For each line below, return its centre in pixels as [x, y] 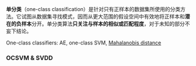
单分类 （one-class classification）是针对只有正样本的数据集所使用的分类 [93, 9]
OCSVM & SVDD [30, 58]
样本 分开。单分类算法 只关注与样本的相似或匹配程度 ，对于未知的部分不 [106, 24]
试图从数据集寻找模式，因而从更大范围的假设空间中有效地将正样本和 [103, 16]
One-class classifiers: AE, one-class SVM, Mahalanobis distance [84, 43]
